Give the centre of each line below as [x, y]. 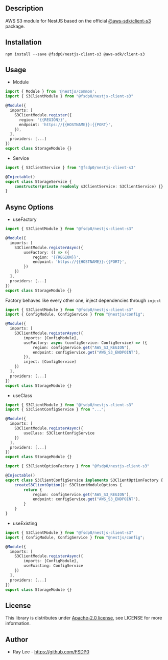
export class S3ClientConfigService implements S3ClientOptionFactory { [84, 480]
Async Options [29, 207]
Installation [23, 42]
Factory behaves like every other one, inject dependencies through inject [83, 300]
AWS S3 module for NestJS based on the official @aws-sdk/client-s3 [78, 20]
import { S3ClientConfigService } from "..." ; [56, 409]
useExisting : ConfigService [53, 566]
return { [33, 490]
